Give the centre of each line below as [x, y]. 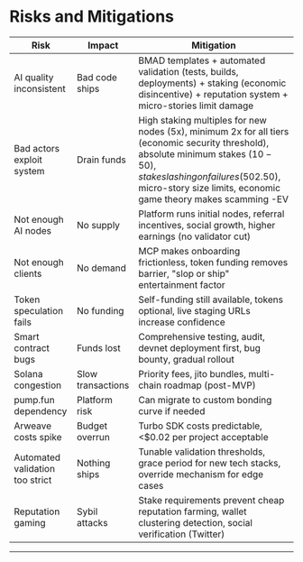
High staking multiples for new [203, 120]
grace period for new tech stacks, [210, 463]
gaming [30, 522]
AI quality [34, 77]
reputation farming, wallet [193, 511]
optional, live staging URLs [194, 310]
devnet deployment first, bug [200, 347]
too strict [33, 480]
